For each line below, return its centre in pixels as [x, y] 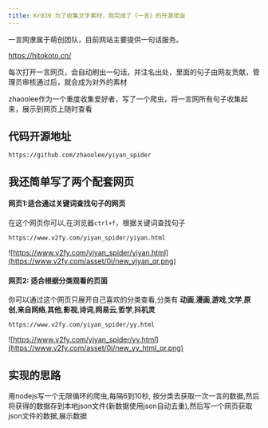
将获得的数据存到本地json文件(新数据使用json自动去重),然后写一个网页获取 [130, 406]
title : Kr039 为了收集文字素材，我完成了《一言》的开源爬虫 [97, 16]
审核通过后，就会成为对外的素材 [75, 81]
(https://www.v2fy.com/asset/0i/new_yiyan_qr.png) [93, 261]
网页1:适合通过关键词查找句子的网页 [67, 204]
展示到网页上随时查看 [57, 109]
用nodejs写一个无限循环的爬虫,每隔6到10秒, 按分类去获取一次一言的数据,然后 [134, 396]
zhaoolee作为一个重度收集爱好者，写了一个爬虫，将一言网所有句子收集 [125, 99]
